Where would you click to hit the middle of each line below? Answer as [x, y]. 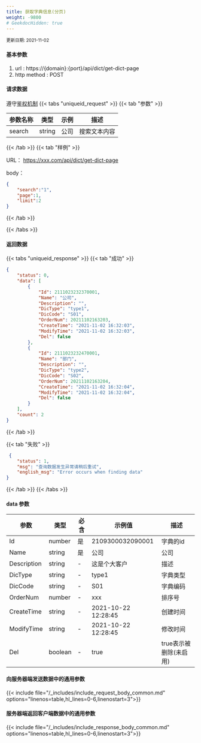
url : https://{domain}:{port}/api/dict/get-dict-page [77, 68]
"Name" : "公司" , [57, 297]
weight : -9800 [24, 17]
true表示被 [176, 643]
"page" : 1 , [29, 195]
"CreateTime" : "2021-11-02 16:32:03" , [86, 326]
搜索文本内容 [97, 131]
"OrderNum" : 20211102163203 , [74, 320]
